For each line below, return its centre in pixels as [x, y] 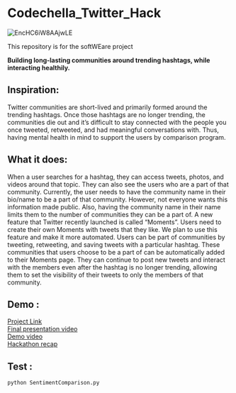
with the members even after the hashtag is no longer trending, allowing [112, 267]
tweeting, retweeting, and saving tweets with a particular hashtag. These [114, 244]
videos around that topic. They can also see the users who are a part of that [118, 184]
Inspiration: [33, 90]
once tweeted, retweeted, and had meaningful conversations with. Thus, [113, 130]
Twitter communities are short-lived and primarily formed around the [107, 107]
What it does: [38, 160]
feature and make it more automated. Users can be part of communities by [116, 237]
